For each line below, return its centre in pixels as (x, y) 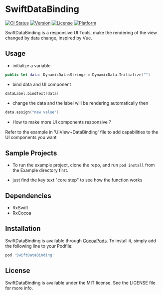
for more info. (19, 288)
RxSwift (20, 208)
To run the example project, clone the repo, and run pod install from (83, 165)
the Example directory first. (40, 170)
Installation (23, 228)
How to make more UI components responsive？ (62, 122)
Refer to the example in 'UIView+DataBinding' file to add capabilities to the (82, 132)
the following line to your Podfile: (39, 246)
